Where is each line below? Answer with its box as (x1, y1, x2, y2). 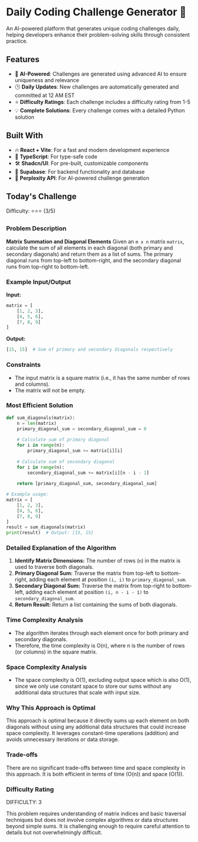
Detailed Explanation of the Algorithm (6, 544, 116, 552)
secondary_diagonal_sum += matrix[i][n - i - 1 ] (27, 470, 150, 476)
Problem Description (6, 225, 67, 233)
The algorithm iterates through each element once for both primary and (14, 629, 189, 636)
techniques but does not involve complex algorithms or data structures (6, 816, 178, 823)
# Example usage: (6, 492, 49, 498)
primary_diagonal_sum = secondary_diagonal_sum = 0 (17, 425, 147, 432)
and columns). (14, 381, 50, 388)
